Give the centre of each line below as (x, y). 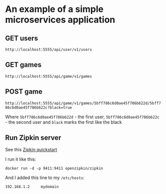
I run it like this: (21, 159)
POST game (24, 92)
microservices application (60, 20)
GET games (23, 65)
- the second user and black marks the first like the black (64, 122)
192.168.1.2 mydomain (32, 187)
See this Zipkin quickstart (31, 150)
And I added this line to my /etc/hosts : (45, 178)
